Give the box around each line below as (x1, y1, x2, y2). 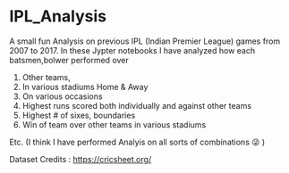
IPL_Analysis (9, 6, 107, 27)
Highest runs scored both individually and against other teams (21, 100, 252, 111)
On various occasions (21, 91, 103, 102)
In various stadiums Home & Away (21, 81, 149, 92)
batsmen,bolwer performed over (9, 54, 130, 65)
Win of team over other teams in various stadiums (21, 119, 207, 130)
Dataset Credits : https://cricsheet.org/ (9, 153, 152, 164)
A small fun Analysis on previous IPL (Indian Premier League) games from (9, 36, 281, 46)
